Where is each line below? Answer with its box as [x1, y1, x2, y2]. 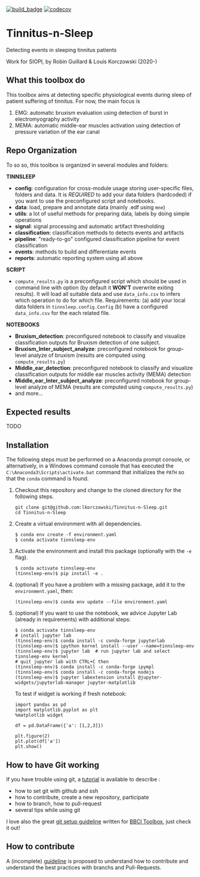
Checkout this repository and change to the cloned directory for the [14, 487, 181, 494]
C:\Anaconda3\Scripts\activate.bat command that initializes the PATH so [6, 469, 185, 476]
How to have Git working [6, 760, 100, 770]
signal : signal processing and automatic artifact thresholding [14, 222, 165, 230]
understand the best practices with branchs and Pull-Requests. [6, 864, 162, 871]
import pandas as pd [14, 702, 66, 708]
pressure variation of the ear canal [14, 128, 100, 135]
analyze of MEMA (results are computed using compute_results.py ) [27, 383, 193, 390]
